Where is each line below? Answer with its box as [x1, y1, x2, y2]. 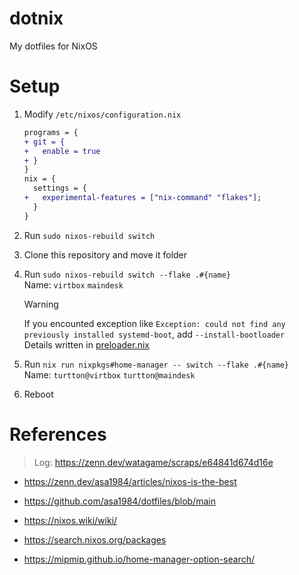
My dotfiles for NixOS [9, 40, 98, 52]
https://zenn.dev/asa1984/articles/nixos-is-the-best [23, 475, 237, 487]
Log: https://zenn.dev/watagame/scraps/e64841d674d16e [33, 456, 274, 468]
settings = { [33, 183, 88, 194]
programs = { [23, 127, 79, 137]
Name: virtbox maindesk [23, 278, 124, 291]
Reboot [23, 388, 54, 400]
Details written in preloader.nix [23, 338, 150, 351]
